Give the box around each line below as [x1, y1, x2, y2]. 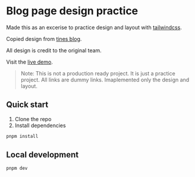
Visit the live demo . [6, 58, 54, 65]
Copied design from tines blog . [6, 35, 82, 42]
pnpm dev [6, 165, 28, 172]
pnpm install [6, 133, 39, 139]
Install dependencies [14, 122, 67, 129]
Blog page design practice [6, 4, 139, 18]
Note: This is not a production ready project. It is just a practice [20, 69, 175, 77]
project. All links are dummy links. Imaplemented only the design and [20, 76, 190, 83]
